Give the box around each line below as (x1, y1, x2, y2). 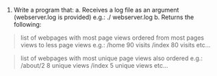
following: (13, 21, 42, 28)
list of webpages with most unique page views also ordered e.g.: (20, 54, 203, 62)
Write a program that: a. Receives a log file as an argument (13, 6, 179, 14)
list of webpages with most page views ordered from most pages (20, 34, 204, 42)
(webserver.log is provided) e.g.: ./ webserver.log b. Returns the (13, 13, 194, 21)
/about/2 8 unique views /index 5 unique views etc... (20, 62, 168, 69)
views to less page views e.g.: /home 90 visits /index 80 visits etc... (20, 41, 211, 49)
